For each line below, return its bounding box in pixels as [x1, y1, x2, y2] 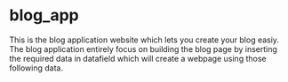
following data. [9, 63, 64, 73]
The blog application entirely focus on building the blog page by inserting [9, 43, 278, 54]
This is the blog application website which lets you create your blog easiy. [9, 34, 280, 45]
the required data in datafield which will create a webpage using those [9, 53, 267, 63]
